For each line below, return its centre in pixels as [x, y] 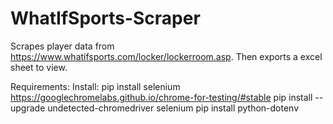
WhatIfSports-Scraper [105, 18]
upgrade [28, 108]
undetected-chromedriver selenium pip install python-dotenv [173, 108]
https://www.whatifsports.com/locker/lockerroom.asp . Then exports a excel [166, 56]
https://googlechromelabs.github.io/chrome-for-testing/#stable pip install [161, 97]
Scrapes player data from [62, 46]
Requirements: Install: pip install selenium [95, 86]
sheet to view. [39, 67]
